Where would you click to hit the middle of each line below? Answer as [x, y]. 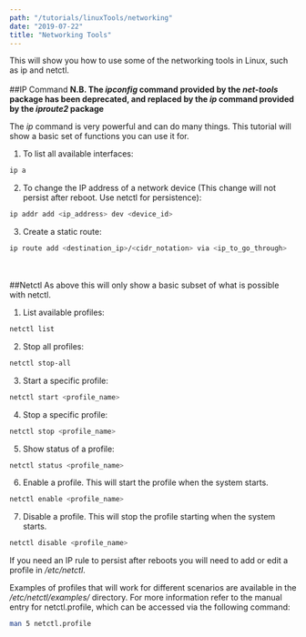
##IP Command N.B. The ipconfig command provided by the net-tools [144, 90]
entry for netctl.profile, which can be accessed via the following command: [150, 607]
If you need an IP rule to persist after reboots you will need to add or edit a [149, 561]
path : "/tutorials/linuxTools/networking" [91, 18]
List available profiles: [63, 312]
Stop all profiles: [53, 346]
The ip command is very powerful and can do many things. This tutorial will [150, 126]
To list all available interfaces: [78, 154]
